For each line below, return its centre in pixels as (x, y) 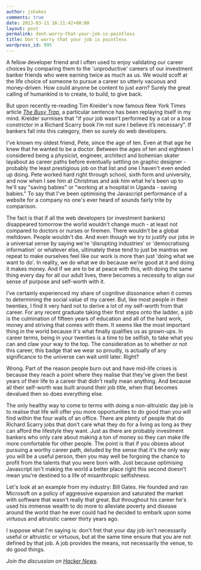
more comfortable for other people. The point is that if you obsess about (95, 443)
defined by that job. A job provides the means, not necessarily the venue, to (100, 543)
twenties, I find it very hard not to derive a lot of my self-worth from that (95, 305)
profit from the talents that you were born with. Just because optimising (95, 462)
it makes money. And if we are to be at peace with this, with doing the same (99, 269)
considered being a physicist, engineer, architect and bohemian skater (93, 155)
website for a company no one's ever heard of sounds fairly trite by (89, 200)
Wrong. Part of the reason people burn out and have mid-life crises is (92, 368)
